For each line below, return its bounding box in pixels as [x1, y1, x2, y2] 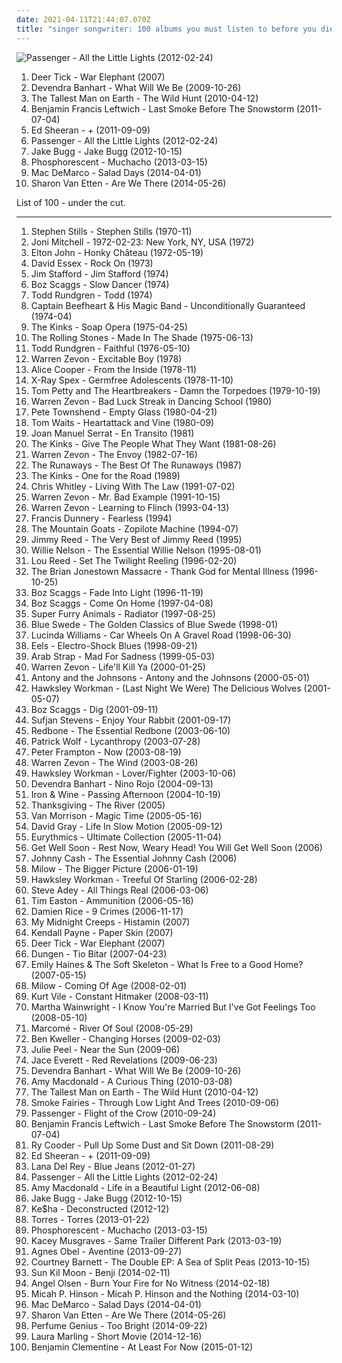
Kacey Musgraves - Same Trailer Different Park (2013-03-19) [30, 1234, 283, 1246]
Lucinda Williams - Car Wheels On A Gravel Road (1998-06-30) [30, 629, 292, 641]
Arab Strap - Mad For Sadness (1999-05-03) [30, 650, 216, 662]
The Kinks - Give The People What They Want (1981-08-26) [30, 437, 277, 450]
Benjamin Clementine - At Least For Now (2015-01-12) [30, 1341, 254, 1353]
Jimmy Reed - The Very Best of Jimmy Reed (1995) [30, 533, 243, 545]
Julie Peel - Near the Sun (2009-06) [30, 1043, 181, 1055]
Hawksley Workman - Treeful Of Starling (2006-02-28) [30, 873, 258, 885]
